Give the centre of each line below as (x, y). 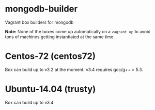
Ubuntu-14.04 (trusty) (50, 89)
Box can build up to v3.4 (30, 102)
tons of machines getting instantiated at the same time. (60, 37)
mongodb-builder (41, 9)
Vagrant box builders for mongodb (39, 22)
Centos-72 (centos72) (50, 56)
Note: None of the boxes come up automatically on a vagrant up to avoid (78, 31)
